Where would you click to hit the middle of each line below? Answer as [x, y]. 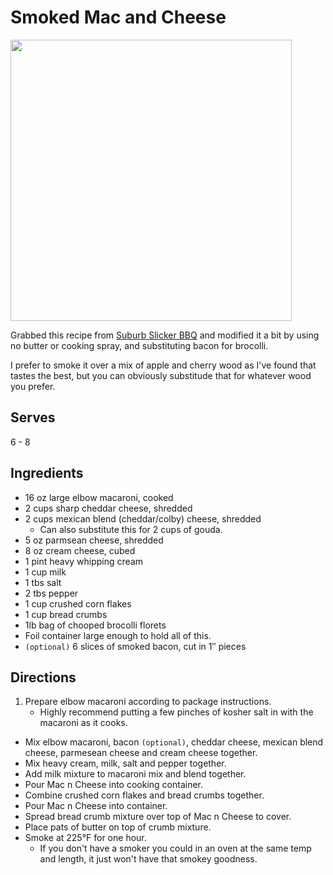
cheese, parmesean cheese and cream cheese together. [141, 753]
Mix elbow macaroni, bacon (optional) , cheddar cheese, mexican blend [174, 742]
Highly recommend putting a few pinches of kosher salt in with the [176, 712]
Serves [33, 417]
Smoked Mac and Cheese [118, 17]
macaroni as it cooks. [83, 723]
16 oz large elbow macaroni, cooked [99, 497]
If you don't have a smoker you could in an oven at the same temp [175, 848]
